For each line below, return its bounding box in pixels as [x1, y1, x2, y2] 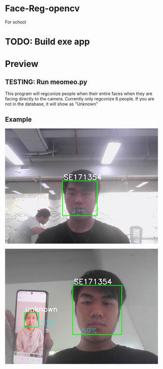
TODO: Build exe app [5, 36, 90, 47]
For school [5, 19, 27, 25]
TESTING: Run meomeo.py [5, 78, 87, 86]
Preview [5, 58, 39, 70]
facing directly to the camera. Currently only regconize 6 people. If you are [5, 96, 154, 102]
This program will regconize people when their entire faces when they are [5, 91, 153, 97]
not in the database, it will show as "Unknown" [5, 101, 98, 107]
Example [5, 115, 32, 123]
